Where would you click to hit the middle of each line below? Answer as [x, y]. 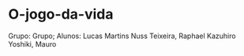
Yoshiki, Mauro [32, 44]
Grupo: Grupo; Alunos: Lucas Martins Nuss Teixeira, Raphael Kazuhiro [122, 36]
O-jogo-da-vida [61, 14]
